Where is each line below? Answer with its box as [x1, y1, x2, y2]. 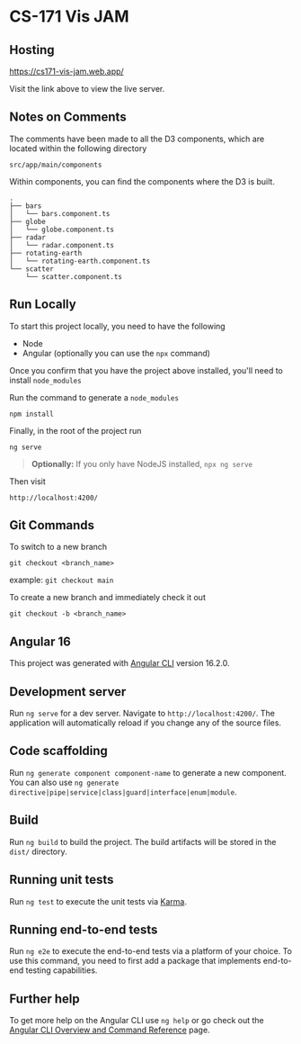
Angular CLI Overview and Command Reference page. [9, 1024, 210, 1036]
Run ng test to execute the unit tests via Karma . [9, 895, 187, 906]
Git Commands [9, 517, 95, 533]
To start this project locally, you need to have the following [9, 320, 226, 331]
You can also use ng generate [9, 777, 120, 787]
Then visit [9, 475, 47, 487]
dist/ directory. [9, 846, 67, 857]
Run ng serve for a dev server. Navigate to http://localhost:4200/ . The [9, 708, 276, 719]
